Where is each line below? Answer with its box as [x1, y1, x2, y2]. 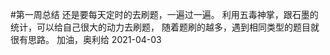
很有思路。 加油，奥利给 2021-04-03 [10, 34, 162, 45]
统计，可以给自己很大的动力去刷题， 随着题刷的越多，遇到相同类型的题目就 [10, 21, 320, 33]
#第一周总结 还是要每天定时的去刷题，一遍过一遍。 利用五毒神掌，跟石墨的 [10, 9, 319, 20]
